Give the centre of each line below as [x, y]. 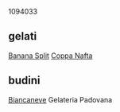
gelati [23, 36]
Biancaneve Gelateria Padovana [60, 99]
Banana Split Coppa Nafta [50, 56]
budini [25, 81]
